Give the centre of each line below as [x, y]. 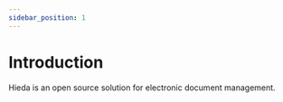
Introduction [56, 62]
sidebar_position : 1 [47, 18]
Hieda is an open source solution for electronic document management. [142, 88]
